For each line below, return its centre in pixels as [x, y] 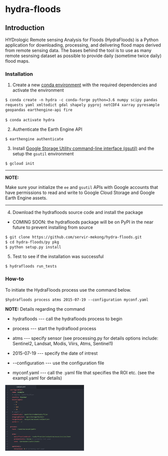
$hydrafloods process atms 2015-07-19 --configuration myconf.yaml [77, 300]
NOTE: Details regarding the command [45, 309]
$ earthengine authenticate [34, 139]
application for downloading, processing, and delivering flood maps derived [83, 45]
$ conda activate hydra [30, 120]
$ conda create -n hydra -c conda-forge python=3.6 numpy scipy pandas [81, 100]
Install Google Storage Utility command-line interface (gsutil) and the [83, 148]
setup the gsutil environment [43, 154]
